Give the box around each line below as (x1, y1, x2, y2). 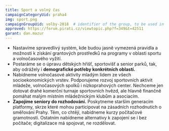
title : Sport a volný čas (5, 7, 60, 13)
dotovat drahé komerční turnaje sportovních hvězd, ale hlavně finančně (12, 88, 161, 94)
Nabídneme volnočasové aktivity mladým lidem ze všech (12, 72, 132, 77)
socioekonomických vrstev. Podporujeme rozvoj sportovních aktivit (12, 77, 153, 83)
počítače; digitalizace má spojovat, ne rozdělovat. (12, 120, 116, 126)
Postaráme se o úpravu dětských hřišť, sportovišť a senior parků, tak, (12, 61, 157, 67)
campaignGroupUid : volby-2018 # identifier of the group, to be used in (5, 21, 164, 27)
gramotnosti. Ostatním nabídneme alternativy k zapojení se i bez (12, 115, 147, 120)
